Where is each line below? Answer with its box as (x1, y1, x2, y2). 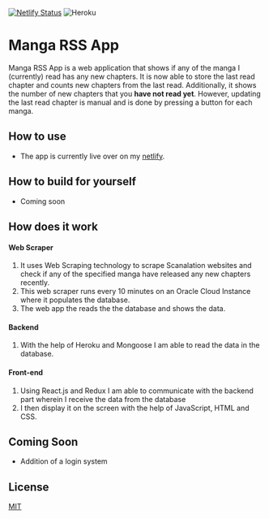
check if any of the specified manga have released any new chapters (19, 269, 251, 279)
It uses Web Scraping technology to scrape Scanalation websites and (19, 261, 253, 270)
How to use (8, 130, 66, 144)
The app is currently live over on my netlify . (19, 151, 165, 161)
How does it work (8, 219, 99, 233)
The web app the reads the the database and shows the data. (19, 304, 226, 314)
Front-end (8, 367, 43, 377)
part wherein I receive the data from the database (19, 394, 186, 404)
